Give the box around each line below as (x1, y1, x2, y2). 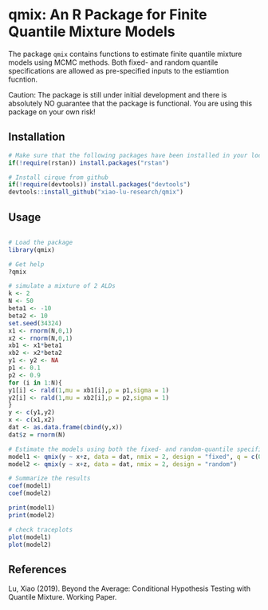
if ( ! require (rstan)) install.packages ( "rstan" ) (8, 158, 170, 167)
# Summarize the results (8, 474, 91, 483)
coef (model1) (8, 482, 52, 490)
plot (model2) (8, 540, 52, 548)
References (8, 562, 67, 576)
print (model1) (8, 504, 56, 512)
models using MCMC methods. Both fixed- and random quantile (8, 58, 219, 67)
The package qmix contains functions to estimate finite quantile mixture (8, 49, 242, 58)
